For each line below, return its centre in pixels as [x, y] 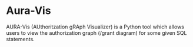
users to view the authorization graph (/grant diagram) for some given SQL [96, 32]
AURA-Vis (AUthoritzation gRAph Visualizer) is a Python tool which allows [95, 27]
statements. [21, 39]
